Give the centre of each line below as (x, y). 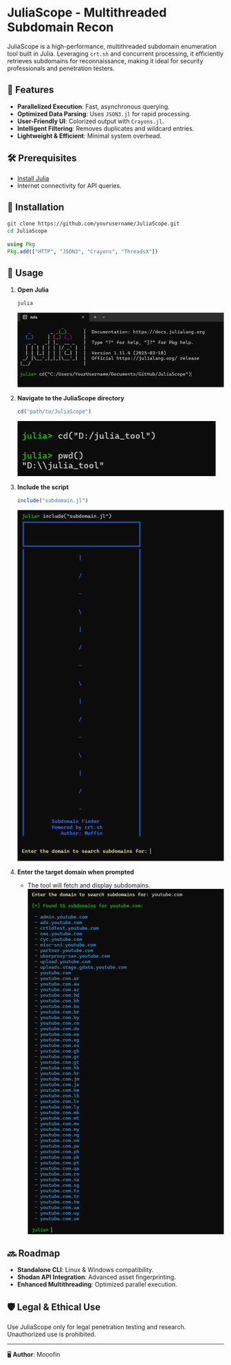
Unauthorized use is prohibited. (52, 1334)
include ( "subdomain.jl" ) (53, 501)
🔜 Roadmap (34, 1253)
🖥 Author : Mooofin (34, 1355)
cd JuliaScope (27, 231)
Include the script (43, 487)
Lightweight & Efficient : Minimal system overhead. (89, 136)
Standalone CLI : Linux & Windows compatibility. (85, 1270)
